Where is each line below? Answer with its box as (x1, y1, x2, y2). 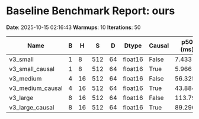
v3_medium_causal (9, 84, 63, 92)
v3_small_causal (9, 65, 55, 73)
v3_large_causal (9, 103, 54, 111)
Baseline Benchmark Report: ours (6, 4, 175, 18)
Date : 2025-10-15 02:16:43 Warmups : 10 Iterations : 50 (6, 24, 141, 31)
